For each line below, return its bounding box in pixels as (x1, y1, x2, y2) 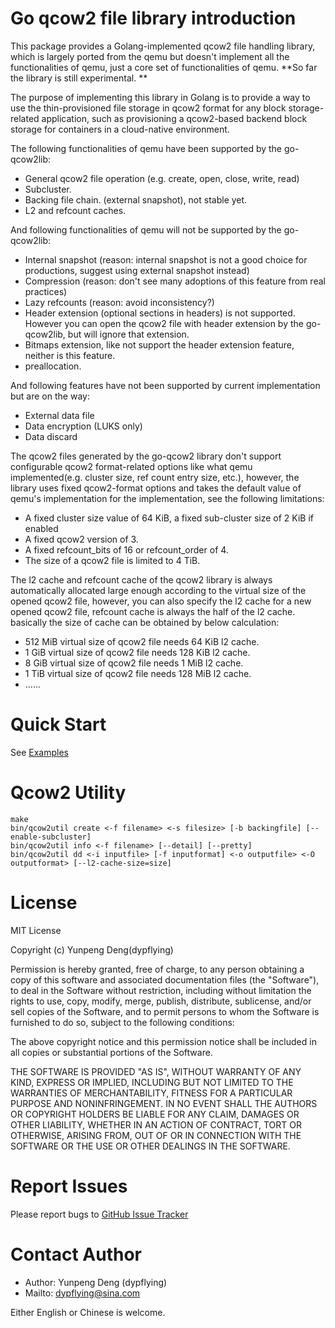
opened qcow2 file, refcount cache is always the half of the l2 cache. (10, 605, 296, 617)
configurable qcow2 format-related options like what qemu (10, 460, 253, 472)
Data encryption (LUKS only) (24, 420, 143, 432)
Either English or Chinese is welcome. (10, 1306, 166, 1318)
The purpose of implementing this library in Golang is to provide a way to (10, 91, 311, 103)
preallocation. (24, 360, 82, 372)
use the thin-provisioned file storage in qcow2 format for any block (10, 102, 287, 114)
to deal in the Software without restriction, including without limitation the (10, 984, 312, 996)
